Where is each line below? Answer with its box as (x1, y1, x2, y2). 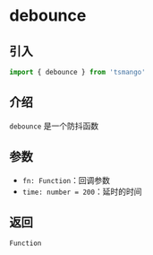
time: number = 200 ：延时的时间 (21, 186, 142, 197)
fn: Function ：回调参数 (21, 174, 110, 185)
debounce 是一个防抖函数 (9, 120, 99, 131)
